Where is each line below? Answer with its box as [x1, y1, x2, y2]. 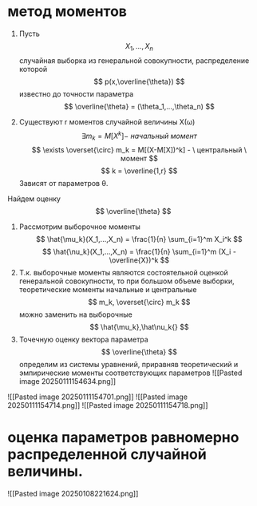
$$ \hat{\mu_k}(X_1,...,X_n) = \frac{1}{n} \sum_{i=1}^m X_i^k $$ [36, 235, 243, 244]
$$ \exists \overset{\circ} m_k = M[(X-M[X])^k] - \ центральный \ [31, 145, 247, 155]
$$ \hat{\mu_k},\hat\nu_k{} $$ [89, 322, 189, 332]
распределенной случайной [7, 445, 207, 464]
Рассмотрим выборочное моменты [18, 222, 140, 231]
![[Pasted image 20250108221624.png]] [7, 489, 139, 499]
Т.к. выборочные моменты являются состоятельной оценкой [18, 268, 228, 278]
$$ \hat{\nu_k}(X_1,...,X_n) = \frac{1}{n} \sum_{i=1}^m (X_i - [42, 247, 237, 257]
